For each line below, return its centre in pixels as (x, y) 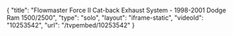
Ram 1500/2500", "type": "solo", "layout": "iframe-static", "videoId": (105, 18)
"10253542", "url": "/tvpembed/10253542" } (71, 25)
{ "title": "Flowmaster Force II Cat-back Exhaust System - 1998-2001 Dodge (116, 10)
